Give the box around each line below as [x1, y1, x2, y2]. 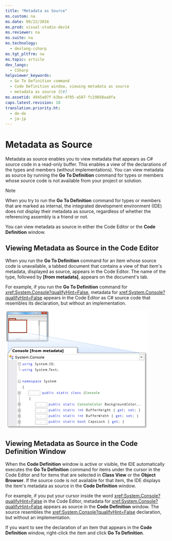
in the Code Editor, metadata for [43, 498, 111, 504]
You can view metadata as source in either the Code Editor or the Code [5, 224, 156, 230]
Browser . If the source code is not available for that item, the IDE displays [5, 477, 161, 483]
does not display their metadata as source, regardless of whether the [5, 208, 151, 214]
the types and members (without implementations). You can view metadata [5, 167, 164, 173]
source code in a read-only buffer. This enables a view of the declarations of [5, 161, 167, 167]
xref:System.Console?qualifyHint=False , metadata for [5, 289, 118, 295]
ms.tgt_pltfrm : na [5, 51, 45, 56]
